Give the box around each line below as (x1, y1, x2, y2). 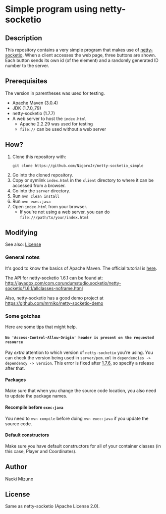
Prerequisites (5, 77, 48, 85)
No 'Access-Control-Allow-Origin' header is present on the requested (5, 335, 154, 340)
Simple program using (5, 3, 98, 15)
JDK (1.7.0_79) (12, 105, 41, 111)
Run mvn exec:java (12, 198, 51, 204)
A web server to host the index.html (12, 115, 87, 121)
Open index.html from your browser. (12, 203, 88, 209)
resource (5, 340, 23, 344)
